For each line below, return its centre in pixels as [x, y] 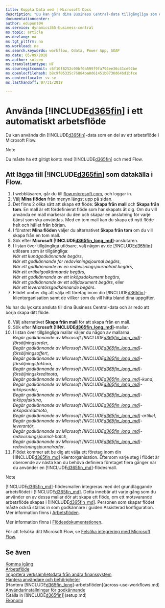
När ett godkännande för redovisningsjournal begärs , [67, 261]
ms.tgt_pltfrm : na [24, 42]
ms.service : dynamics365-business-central [49, 28]
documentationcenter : [28, 19]
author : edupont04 [24, 23]
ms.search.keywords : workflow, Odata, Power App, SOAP [63, 50]
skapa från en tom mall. [36, 235]
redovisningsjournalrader [38, 447]
